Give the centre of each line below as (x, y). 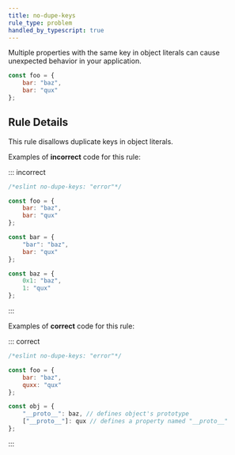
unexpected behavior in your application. (75, 61)
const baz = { (32, 274)
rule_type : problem (40, 23)
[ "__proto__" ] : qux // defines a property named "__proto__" (125, 421)
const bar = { (32, 237)
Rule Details (38, 122)
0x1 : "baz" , (42, 281)
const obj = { (32, 407)
